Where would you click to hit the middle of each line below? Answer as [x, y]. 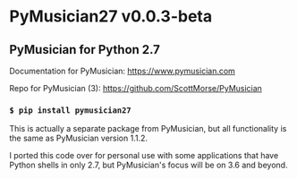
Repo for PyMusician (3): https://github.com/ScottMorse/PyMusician [136, 88]
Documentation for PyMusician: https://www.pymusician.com [122, 71]
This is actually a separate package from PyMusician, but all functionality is [148, 129]
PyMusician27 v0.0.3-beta [111, 17]
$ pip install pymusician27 [70, 110]
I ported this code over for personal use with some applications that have [144, 156]
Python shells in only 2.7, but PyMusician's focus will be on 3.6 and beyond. [148, 165]
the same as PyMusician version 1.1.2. [79, 138]
